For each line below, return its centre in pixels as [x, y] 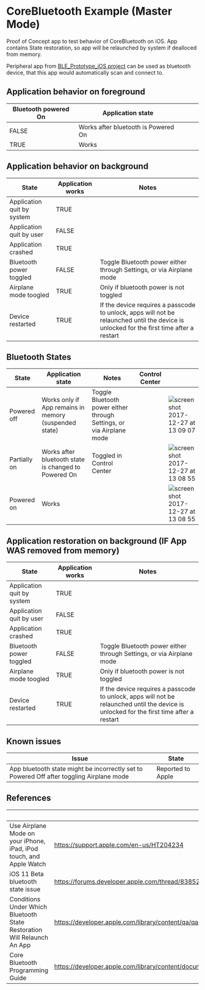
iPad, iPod [24, 849]
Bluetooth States [39, 357]
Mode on [22, 833]
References [29, 798]
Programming [29, 970]
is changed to [61, 467]
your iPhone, [27, 841]
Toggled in [107, 456]
